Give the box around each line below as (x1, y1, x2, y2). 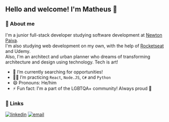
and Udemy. (5, 48, 31, 54)
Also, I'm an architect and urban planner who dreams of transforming (5, 53, 151, 59)
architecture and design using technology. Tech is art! (5, 59, 119, 65)
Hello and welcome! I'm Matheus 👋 (5, 5, 118, 14)
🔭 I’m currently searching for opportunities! (12, 69, 103, 75)
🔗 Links (5, 100, 24, 107)
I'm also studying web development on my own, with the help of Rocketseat (5, 43, 164, 49)
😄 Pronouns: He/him (12, 79, 57, 85)
